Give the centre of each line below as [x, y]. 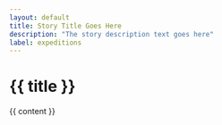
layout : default [39, 17]
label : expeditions [46, 42]
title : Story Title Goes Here [66, 26]
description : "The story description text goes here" [112, 34]
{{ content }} [32, 112]
